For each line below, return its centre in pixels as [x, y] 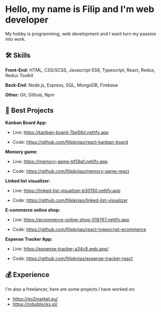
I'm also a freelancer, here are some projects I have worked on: [70, 289]
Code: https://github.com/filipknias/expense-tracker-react [72, 258]
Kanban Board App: [26, 122]
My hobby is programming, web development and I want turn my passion [81, 34]
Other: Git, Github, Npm [30, 95]
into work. [16, 39]
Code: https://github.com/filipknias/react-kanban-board [70, 142]
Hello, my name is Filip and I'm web [80, 9]
